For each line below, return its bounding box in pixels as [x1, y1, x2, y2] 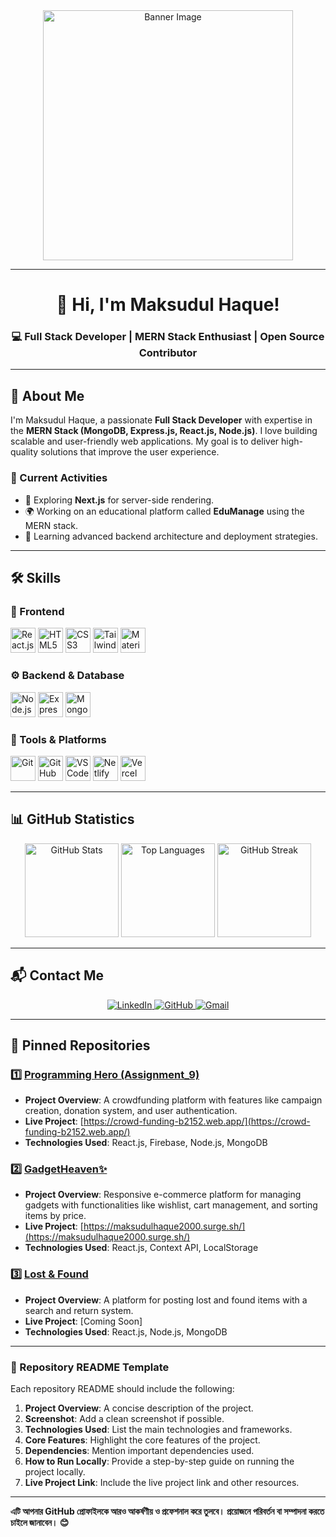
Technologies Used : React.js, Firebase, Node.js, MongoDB [24, 1137, 268, 1149]
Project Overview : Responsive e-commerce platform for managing [24, 1189, 302, 1201]
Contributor [138, 346, 198, 360]
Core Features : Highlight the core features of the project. [24, 1434, 261, 1446]
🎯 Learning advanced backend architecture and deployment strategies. [24, 530, 318, 542]
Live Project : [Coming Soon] [24, 1315, 143, 1327]
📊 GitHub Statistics [10, 811, 135, 828]
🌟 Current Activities [10, 471, 108, 485]
